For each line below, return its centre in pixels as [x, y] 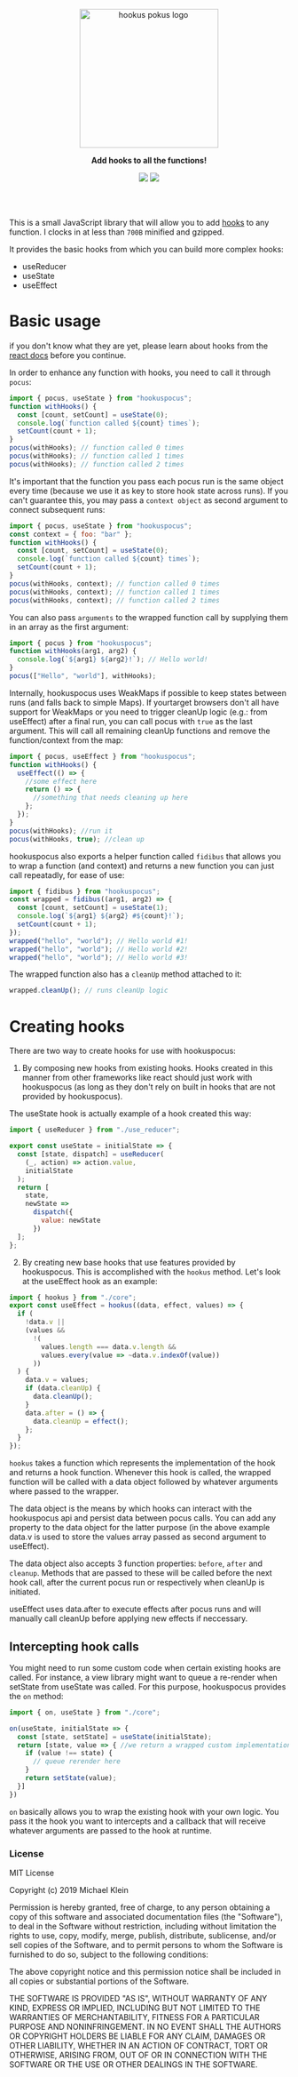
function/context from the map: [67, 740]
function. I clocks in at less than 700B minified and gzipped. [117, 232]
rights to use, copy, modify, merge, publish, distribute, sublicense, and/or [143, 1935]
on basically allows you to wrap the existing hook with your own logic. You [144, 1811]
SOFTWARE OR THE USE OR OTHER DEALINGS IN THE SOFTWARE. [133, 2064]
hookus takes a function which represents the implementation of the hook [143, 1463]
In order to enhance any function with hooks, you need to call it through [140, 372]
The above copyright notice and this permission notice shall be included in [145, 1971]
